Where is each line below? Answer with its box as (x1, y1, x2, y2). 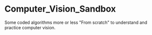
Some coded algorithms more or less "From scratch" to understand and (4, 19, 147, 25)
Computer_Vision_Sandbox (4, 3, 116, 15)
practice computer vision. (4, 24, 56, 30)
